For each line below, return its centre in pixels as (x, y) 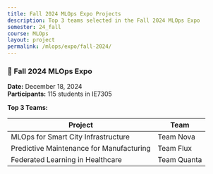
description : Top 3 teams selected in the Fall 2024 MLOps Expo (104, 20)
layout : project (31, 40)
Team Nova (176, 137)
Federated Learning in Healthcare (66, 160)
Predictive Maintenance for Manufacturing (81, 149)
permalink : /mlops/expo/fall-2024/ (60, 46)
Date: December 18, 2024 (45, 87)
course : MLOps (28, 33)
